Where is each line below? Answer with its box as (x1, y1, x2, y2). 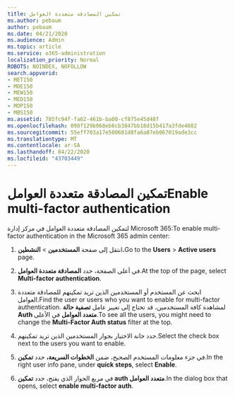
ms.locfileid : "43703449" (7, 155, 83, 163)
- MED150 (7, 96, 33, 103)
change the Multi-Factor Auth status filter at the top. (17, 318, 173, 326)
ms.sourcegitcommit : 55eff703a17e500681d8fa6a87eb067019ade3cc (7, 129, 198, 136)
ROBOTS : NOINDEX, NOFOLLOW (7, 63, 87, 70)
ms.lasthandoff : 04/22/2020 (7, 149, 90, 156)
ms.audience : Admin (7, 37, 65, 44)
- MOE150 (7, 83, 33, 90)
